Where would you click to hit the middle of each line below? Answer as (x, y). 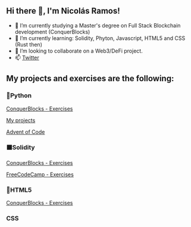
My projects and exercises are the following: (90, 79)
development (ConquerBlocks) (52, 32)
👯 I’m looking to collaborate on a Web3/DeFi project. (79, 51)
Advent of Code (26, 131)
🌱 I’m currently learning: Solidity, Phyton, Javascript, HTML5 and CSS (100, 38)
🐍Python (19, 96)
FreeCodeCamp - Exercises (40, 174)
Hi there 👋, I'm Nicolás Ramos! (63, 11)
